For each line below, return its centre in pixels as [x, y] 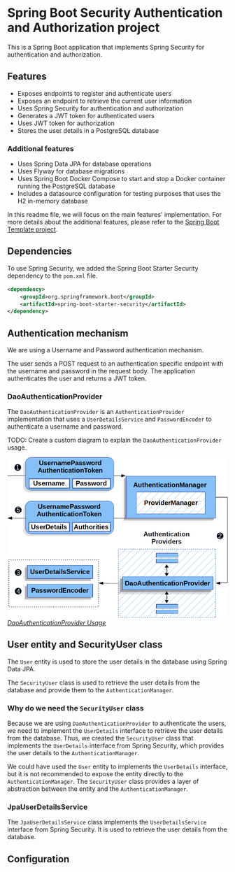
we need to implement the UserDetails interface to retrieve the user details [115, 731]
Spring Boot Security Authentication [115, 13]
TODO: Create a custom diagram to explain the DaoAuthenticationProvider [114, 440]
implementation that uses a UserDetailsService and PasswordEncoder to [109, 419]
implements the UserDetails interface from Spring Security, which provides [116, 745]
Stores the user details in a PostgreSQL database [88, 130]
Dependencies [40, 251]
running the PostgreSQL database [66, 186]
